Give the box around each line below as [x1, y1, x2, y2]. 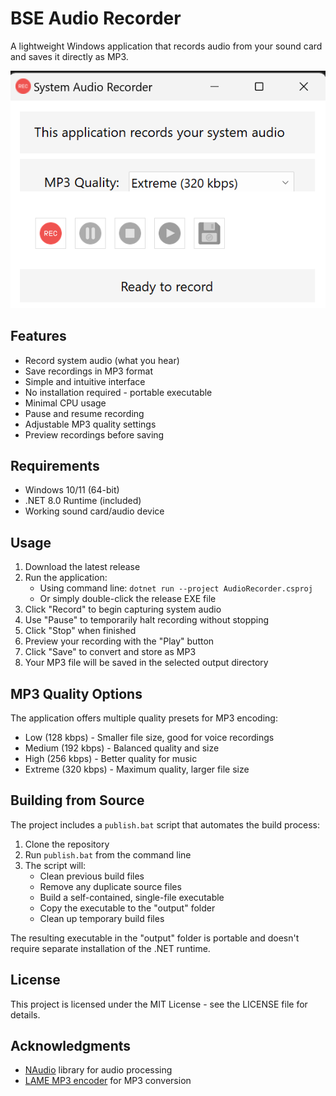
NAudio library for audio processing [24, 1064, 173, 1076]
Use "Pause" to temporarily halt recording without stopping [24, 614, 270, 626]
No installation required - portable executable [24, 386, 213, 398]
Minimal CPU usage [24, 397, 107, 409]
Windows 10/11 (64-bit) [24, 484, 120, 496]
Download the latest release [24, 561, 141, 573]
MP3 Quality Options [10, 685, 143, 702]
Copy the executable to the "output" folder [39, 902, 216, 914]
